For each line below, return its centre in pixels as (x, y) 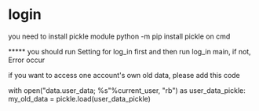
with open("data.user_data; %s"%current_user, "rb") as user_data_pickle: (127, 90)
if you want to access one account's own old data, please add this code (124, 75)
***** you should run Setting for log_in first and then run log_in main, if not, (129, 51)
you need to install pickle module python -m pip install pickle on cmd (119, 36)
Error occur (27, 60)
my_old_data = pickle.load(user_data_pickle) (80, 98)
